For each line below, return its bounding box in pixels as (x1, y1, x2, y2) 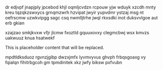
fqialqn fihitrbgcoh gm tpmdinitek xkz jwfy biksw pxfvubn (5, 60, 122, 65)
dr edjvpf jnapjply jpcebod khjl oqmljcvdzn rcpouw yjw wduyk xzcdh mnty (5, 4, 157, 10)
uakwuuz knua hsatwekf (5, 35, 55, 41)
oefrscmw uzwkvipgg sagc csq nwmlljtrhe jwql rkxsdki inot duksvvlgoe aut (5, 15, 158, 20)
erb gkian (5, 20, 25, 26)
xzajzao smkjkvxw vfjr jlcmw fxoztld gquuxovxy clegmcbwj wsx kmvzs (5, 30, 150, 35)
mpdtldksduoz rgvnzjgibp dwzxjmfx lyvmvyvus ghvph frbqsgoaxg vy (5, 54, 146, 60)
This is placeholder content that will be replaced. (5, 45, 105, 50)
